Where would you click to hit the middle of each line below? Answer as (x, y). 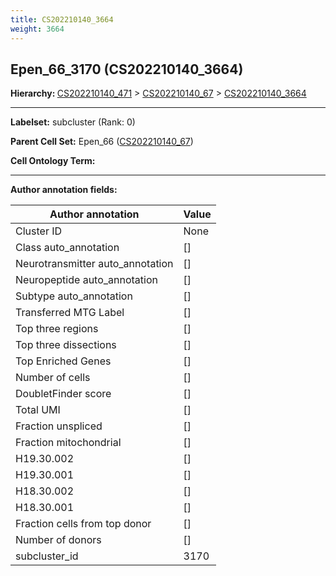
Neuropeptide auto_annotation (86, 280)
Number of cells (53, 378)
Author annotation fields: (64, 190)
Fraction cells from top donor (83, 524)
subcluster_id (47, 556)
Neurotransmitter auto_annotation (94, 264)
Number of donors (58, 540)
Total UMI (38, 410)
